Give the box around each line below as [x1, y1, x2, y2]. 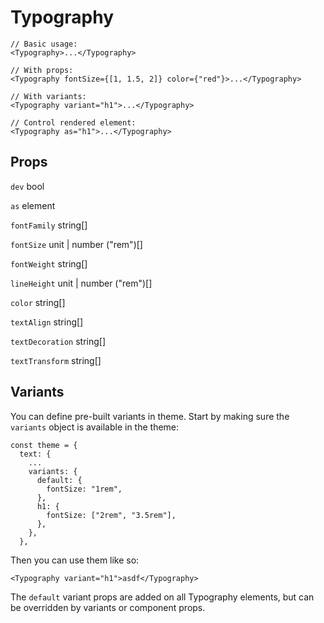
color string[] [10, 296, 66, 308]
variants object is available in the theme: [10, 421, 180, 433]
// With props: [10, 65, 74, 75]
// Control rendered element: [10, 117, 137, 128]
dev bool [10, 180, 45, 192]
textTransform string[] [10, 354, 102, 366]
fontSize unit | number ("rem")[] [10, 238, 143, 250]
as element [10, 199, 56, 211]
